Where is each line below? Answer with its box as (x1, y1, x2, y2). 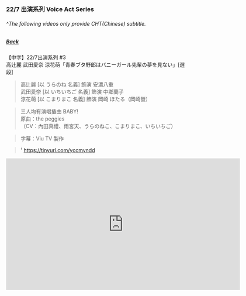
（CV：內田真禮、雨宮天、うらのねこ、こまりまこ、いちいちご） (20, 122, 176, 129)
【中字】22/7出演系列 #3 (6, 54, 66, 61)
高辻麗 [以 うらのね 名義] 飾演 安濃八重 (20, 81, 114, 88)
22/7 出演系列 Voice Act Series (6, 5, 95, 13)
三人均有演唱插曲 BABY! (20, 108, 79, 115)
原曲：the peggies (20, 115, 65, 122)
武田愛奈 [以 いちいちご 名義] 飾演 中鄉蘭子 (20, 88, 124, 95)
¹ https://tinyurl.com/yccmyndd (20, 146, 95, 153)
